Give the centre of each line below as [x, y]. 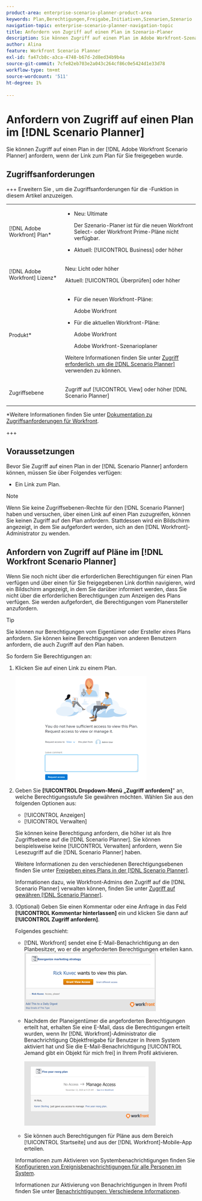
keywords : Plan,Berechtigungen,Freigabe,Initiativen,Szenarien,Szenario [99, 19]
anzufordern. [22, 608]
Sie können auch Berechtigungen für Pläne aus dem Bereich [98, 1136]
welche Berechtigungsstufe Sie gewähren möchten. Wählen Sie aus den [104, 797]
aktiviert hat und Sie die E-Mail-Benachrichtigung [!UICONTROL [103, 1046]
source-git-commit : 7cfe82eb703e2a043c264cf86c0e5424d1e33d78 [86, 63]
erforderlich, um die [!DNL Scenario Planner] [120, 364]
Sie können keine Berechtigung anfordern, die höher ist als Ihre [93, 833]
